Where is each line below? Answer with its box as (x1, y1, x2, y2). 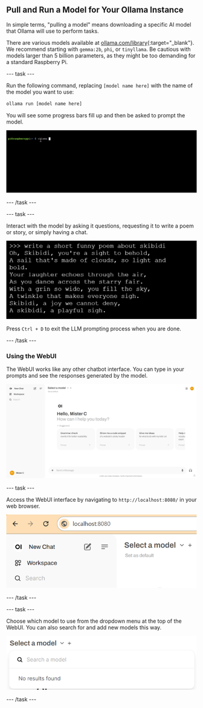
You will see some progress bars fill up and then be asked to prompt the (6, 111, 185, 119)
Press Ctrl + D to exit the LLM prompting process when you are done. (6, 325, 181, 332)
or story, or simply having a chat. (6, 228, 88, 235)
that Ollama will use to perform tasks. (6, 27, 99, 34)
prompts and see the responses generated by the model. (6, 372, 148, 379)
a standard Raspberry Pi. (6, 58, 68, 65)
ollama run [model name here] (6, 100, 83, 107)
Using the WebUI (6, 352, 57, 360)
